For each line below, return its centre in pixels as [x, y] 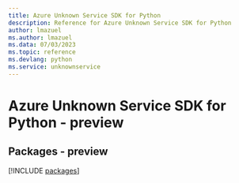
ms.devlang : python [40, 60]
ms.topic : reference [42, 52]
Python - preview [66, 122]
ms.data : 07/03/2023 [42, 45]
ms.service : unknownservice [55, 67]
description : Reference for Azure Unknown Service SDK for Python [120, 23]
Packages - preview [58, 152]
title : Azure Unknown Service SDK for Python [84, 15]
